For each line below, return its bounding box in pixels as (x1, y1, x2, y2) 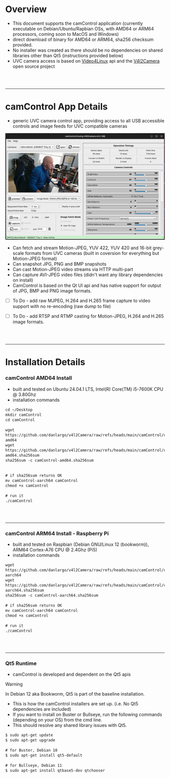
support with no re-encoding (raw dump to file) (12, 304, 111, 310)
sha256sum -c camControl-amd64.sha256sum (5, 458, 94, 463)
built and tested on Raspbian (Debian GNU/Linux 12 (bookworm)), (12, 541, 149, 547)
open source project (12, 63, 55, 69)
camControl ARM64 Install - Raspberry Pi (5, 530, 109, 537)
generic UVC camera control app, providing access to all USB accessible (12, 117, 164, 123)
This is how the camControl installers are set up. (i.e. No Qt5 (12, 701, 138, 707)
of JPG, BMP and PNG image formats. (12, 288, 92, 294)
